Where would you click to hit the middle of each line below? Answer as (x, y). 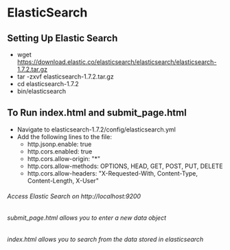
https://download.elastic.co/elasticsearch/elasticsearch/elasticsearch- (117, 62)
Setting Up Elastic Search (62, 38)
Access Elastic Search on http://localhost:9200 (74, 196)
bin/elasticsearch (42, 91)
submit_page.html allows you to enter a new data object (87, 218)
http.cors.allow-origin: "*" (64, 158)
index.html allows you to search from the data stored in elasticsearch (105, 239)
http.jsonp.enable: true (59, 144)
